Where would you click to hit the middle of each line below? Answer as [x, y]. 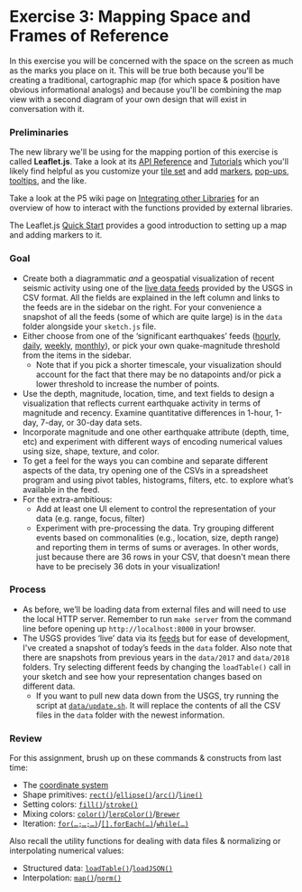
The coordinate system [65, 785]
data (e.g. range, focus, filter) [91, 518]
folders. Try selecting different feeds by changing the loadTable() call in [156, 667]
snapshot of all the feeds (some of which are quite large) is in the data [152, 316]
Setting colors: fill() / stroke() [80, 804]
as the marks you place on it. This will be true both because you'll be [137, 70]
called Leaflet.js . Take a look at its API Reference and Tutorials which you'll [149, 162]
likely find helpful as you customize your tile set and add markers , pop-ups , [149, 171]
